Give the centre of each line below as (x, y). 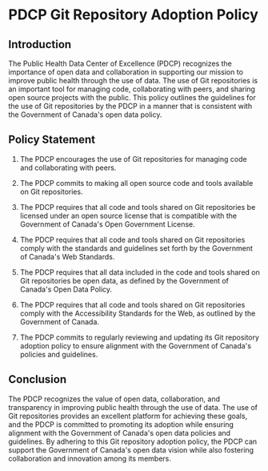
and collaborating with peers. (68, 167)
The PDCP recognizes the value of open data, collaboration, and (114, 399)
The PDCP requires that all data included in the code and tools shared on (140, 272)
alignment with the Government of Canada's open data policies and (119, 433)
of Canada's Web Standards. (67, 256)
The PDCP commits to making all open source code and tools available (136, 183)
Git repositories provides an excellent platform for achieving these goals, (128, 416)
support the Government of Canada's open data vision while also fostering (131, 449)
